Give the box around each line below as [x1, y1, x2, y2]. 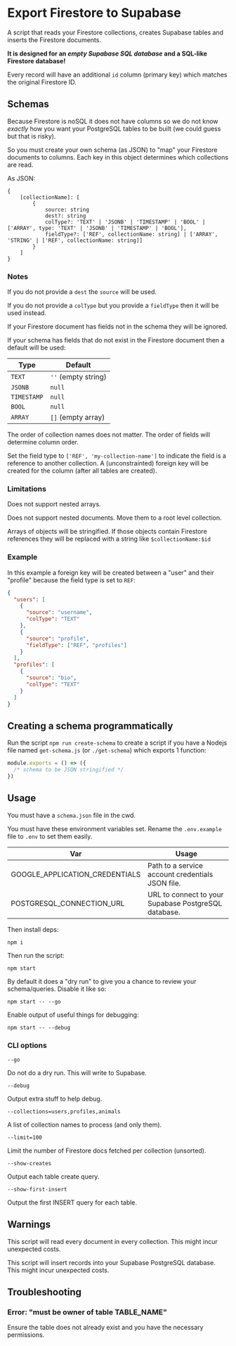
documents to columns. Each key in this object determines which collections [7, 153, 229, 161]
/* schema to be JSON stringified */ [13, 767, 124, 774]
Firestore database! [7, 56, 66, 65]
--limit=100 [7, 1134, 42, 1141]
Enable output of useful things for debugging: [7, 1011, 139, 1019]
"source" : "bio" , [25, 674, 77, 681]
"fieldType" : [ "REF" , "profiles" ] [25, 641, 128, 648]
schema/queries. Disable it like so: [7, 985, 107, 993]
